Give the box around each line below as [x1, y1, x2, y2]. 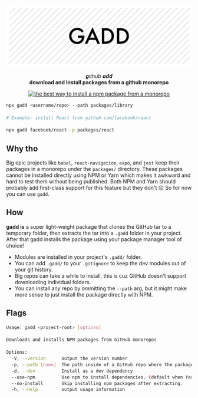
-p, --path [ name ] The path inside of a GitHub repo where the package [11, 361, 194, 367]
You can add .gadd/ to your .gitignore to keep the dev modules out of [14, 259, 187, 267]
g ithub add [85, 73, 113, 80]
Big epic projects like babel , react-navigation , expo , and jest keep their [6, 159, 180, 166]
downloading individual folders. [14, 278, 91, 285]
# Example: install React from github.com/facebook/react [6, 114, 151, 121]
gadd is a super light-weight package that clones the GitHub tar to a [6, 223, 171, 230]
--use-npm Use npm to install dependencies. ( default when [11, 374, 183, 380]
